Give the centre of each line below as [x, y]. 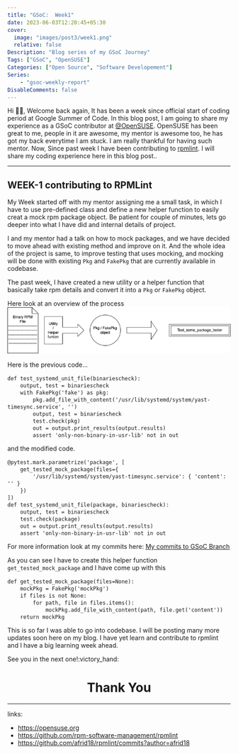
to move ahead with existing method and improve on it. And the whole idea [116, 246]
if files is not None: [53, 596]
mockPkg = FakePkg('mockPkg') [65, 589]
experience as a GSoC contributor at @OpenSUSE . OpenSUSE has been [113, 126]
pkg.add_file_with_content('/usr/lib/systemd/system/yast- [122, 400]
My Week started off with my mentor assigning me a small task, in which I [115, 202]
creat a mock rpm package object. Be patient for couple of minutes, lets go [117, 217]
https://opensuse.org [48, 728]
